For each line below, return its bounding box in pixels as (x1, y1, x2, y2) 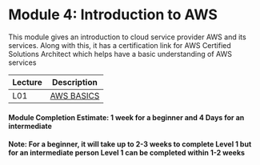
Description (51, 76, 98, 87)
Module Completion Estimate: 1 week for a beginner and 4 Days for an (8, 112, 245, 122)
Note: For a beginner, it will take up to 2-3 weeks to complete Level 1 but (8, 139, 252, 149)
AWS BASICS (50, 90, 100, 101)
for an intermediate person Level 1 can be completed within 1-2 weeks (8, 148, 246, 158)
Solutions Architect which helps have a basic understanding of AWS (8, 49, 232, 58)
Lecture (12, 76, 42, 87)
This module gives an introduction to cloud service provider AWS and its (8, 32, 246, 42)
